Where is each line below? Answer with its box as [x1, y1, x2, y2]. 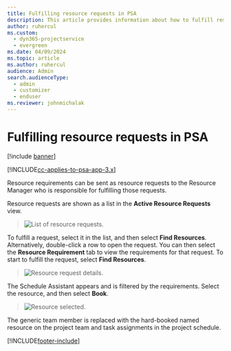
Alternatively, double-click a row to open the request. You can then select [7, 240, 215, 248]
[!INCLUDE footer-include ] [7, 337, 80, 345]
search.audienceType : [7, 74, 69, 81]
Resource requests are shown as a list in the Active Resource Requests [7, 199, 211, 207]
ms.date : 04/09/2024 [7, 49, 67, 56]
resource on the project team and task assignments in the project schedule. [7, 323, 221, 331]
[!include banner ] [7, 152, 56, 160]
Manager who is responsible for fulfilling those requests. [7, 186, 167, 194]
